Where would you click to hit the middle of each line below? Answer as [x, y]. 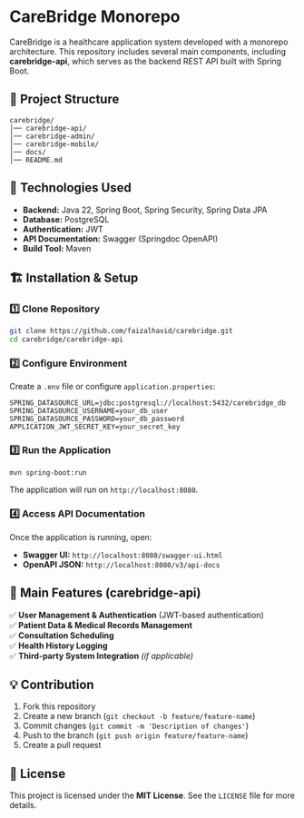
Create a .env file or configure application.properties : [113, 387]
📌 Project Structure [64, 99]
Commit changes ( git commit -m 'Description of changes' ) [136, 726]
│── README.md [36, 160]
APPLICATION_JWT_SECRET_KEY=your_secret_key [95, 427]
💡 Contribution [52, 684]
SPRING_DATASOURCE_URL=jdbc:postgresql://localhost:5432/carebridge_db [147, 403]
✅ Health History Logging [59, 646]
